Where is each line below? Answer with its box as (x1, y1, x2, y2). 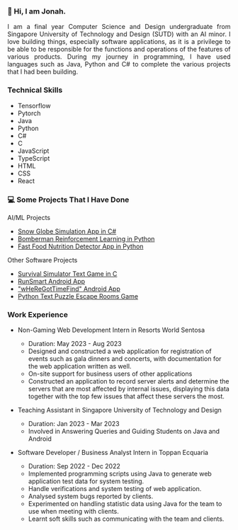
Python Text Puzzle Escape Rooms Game (17, 292, 139, 300)
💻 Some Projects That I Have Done (7, 195, 130, 204)
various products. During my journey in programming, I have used (7, 52, 231, 61)
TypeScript (17, 154, 50, 162)
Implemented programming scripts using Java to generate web (28, 470, 212, 478)
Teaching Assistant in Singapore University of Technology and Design (17, 406, 222, 415)
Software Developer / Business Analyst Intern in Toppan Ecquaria (17, 449, 209, 457)
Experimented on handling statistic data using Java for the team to (28, 500, 222, 508)
